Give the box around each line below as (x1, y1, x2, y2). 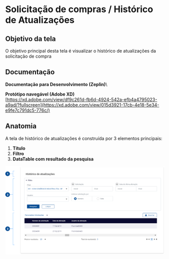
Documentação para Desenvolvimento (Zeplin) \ (5, 81, 108, 87)
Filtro (12, 150, 24, 156)
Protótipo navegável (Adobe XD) (5, 91, 75, 97)
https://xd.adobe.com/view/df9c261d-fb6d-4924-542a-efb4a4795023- (7, 96, 158, 102)
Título (12, 145, 26, 151)
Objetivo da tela (5, 34, 56, 43)
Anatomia (5, 122, 37, 131)
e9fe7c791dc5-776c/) (5, 107, 50, 113)
